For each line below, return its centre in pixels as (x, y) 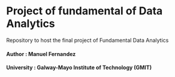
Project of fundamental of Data (85, 11)
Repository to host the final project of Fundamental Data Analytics (87, 40)
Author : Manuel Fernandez (41, 54)
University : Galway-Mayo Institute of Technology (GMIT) (79, 67)
